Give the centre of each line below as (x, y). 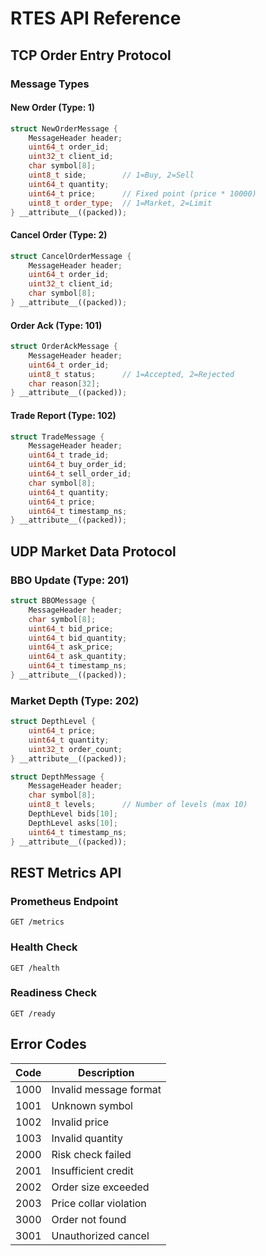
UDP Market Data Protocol (93, 551)
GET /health (35, 968)
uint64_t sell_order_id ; (80, 474)
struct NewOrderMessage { (64, 128)
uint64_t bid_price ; (71, 628)
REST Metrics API (66, 872)
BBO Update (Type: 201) (70, 580)
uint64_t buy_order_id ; (78, 465)
